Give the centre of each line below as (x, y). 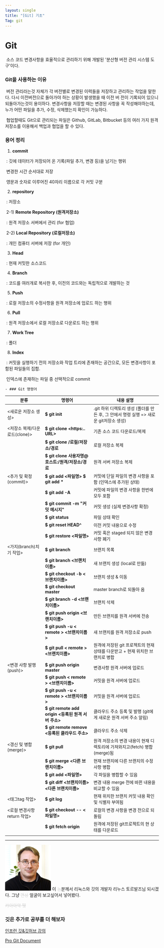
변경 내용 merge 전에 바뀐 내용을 (124, 782)
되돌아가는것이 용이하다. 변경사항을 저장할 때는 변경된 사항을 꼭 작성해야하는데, (80, 103)
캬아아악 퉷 (16, 905)
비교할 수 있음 (106, 789)
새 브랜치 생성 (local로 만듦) (120, 564)
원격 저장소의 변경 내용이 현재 (122, 741)
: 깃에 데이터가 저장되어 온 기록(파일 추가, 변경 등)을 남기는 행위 (66, 161)
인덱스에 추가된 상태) (120, 482)
